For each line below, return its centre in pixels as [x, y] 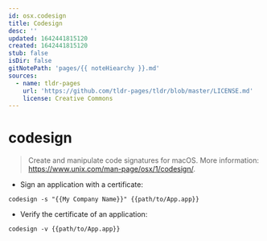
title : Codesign [35, 23]
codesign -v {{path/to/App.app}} [64, 229]
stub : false [28, 53]
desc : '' [23, 31]
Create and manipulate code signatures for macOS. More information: [144, 160]
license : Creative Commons [68, 98]
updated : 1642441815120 [48, 38]
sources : [23, 76]
